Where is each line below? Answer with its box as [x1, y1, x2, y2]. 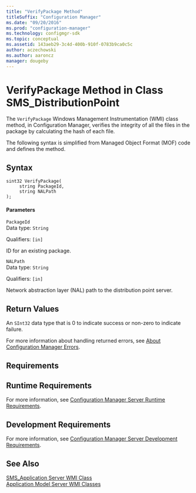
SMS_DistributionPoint [6, 96, 119, 109]
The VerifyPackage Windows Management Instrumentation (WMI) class [6, 116, 178, 123]
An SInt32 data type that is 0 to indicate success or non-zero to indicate [6, 320, 181, 327]
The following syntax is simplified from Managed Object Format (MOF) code [6, 139, 191, 146]
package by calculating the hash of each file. [6, 128, 115, 135]
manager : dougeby [6, 58, 49, 64]
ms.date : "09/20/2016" [6, 19, 62, 25]
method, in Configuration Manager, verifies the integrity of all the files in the [6, 121, 190, 129]
